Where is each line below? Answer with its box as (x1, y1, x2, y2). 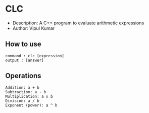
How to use (5, 40, 41, 49)
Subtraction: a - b (5, 89, 46, 94)
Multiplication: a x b (5, 94, 53, 99)
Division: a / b (5, 98, 39, 103)
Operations (5, 71, 41, 80)
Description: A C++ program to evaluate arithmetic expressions (12, 20, 144, 26)
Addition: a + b (5, 85, 39, 90)
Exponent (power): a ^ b (5, 102, 58, 108)
